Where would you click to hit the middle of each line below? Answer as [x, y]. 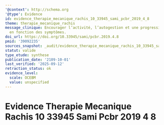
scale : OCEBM [23, 78]
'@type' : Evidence [24, 14]
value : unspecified [29, 82]
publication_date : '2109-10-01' [38, 60]
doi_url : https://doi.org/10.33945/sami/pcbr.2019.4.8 [62, 37]
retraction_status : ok [28, 69]
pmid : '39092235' [23, 42]
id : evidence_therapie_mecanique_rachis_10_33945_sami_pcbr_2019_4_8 [77, 19]
